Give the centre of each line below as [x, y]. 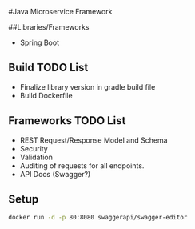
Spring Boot [40, 42]
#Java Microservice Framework [60, 12]
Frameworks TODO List [67, 121]
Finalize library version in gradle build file [88, 86]
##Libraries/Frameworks [49, 27]
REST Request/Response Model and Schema [94, 140]
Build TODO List [48, 68]
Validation [36, 157]
